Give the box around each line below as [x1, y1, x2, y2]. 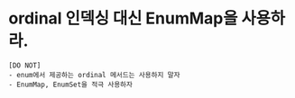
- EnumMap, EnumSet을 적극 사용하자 [8, 80, 133, 89]
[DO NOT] [8, 60, 41, 70]
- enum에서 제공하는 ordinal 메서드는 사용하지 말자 [8, 70, 180, 79]
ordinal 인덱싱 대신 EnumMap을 [8, 8, 238, 29]
